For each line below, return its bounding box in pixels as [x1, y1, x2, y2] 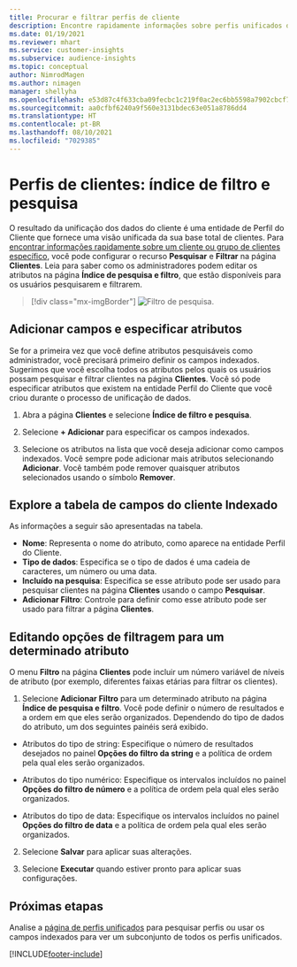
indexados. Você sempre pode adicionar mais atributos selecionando [21, 453, 274, 464]
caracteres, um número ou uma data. [21, 566, 157, 577]
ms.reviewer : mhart [9, 37, 81, 47]
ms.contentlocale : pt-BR [9, 120, 101, 129]
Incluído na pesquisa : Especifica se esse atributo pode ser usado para [21, 576, 281, 587]
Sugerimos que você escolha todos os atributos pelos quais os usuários [9, 364, 271, 374]
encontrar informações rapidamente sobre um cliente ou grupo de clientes [9, 241, 281, 252]
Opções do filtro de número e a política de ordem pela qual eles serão [21, 784, 279, 794]
